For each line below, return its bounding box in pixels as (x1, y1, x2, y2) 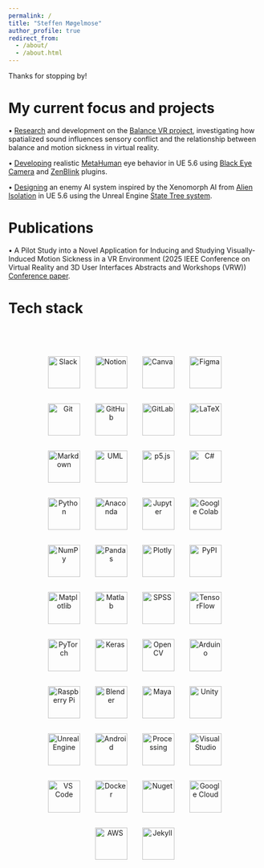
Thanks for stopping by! (8, 71, 87, 80)
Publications (8, 219, 94, 237)
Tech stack (8, 299, 83, 318)
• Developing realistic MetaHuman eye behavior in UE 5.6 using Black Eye (8, 158, 253, 168)
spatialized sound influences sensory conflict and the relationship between (8, 134, 257, 144)
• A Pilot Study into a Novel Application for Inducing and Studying (8, 245, 225, 255)
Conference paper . (8, 270, 71, 281)
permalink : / (8, 11, 52, 20)
